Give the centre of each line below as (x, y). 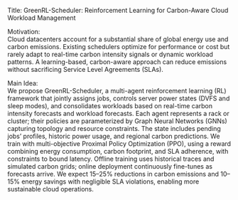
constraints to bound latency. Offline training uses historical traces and (111, 159)
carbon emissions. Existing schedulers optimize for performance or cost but (119, 47)
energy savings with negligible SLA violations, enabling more (110, 181)
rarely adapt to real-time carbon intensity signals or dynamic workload (110, 54)
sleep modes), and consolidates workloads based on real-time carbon (110, 106)
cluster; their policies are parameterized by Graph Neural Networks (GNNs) (117, 121)
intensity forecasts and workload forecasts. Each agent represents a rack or (118, 114)
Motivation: (24, 32)
